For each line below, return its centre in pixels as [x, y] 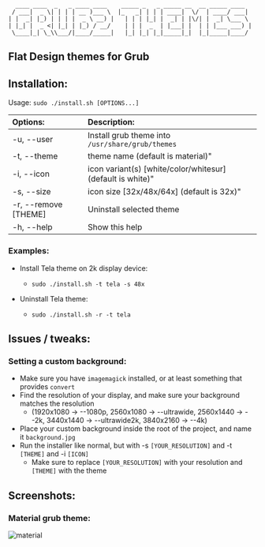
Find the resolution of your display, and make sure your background [130, 395]
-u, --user [33, 140]
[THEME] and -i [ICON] [54, 454]
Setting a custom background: [67, 361]
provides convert [47, 387]
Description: [111, 122]
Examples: [29, 251]
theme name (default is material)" [150, 156]
